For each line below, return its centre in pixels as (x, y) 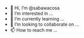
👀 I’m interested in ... (32, 13)
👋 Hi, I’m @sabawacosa (35, 8)
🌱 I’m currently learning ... (37, 19)
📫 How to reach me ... (34, 30)
